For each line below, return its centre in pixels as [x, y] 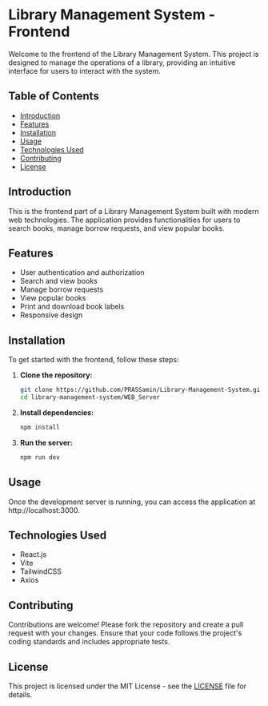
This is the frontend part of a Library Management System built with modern [134, 211]
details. [20, 694]
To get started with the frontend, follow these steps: [94, 360]
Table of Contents [54, 97]
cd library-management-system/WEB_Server [90, 397]
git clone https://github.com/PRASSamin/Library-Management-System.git [142, 390]
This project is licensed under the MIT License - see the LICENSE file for [127, 686]
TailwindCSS [41, 571]
